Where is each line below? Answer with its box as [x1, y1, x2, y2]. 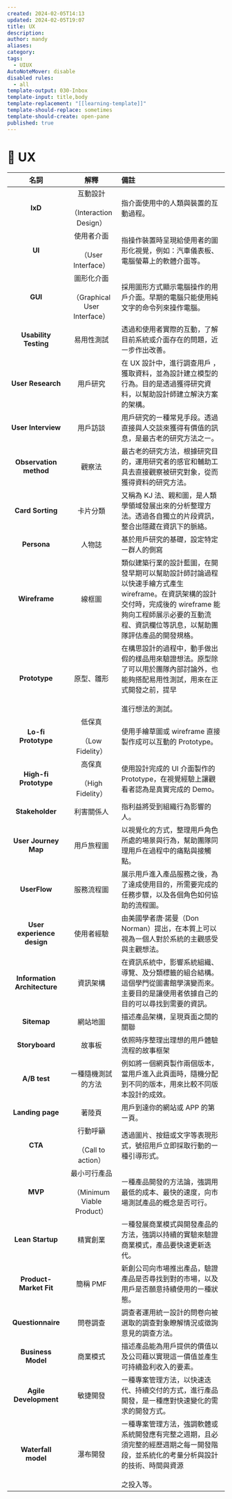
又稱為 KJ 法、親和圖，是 [121, 490, 204, 500]
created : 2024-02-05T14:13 [7, 10, 85, 17]
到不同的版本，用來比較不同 [121, 1080, 212, 1089]
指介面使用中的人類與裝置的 [121, 199, 212, 208]
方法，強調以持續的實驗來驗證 [121, 1230, 219, 1240]
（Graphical [72, 293, 111, 302]
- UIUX [13, 62, 32, 68]
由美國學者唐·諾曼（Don [121, 914, 199, 923]
